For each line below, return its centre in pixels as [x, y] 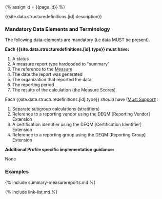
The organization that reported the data [52, 80]
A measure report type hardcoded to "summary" [61, 64]
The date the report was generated [47, 74]
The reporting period [33, 85]
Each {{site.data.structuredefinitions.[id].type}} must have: [67, 49]
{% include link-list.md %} [31, 192]
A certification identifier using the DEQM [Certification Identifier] [77, 125]
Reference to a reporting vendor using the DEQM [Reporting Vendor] [81, 114]
